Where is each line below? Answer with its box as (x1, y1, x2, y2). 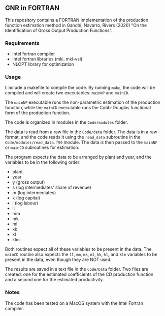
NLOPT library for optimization (12, 61, 74, 67)
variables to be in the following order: (5, 159, 81, 165)
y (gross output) (12, 179, 45, 185)
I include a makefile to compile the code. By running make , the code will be (5, 85, 155, 90)
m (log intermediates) (12, 190, 56, 196)
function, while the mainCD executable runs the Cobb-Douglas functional (5, 105, 151, 111)
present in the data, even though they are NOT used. (5, 257, 112, 262)
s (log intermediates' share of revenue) (12, 184, 92, 191)
